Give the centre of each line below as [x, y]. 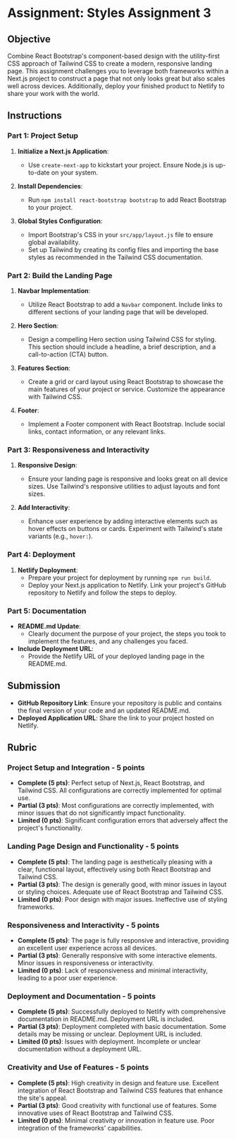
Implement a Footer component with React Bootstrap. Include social [126, 424]
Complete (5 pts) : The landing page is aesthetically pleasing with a [115, 861]
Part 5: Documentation [47, 611]
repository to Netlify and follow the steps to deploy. [103, 592]
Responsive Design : [47, 465]
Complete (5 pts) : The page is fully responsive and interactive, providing [123, 940]
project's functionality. [50, 828]
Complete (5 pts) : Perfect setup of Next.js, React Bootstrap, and [111, 783]
